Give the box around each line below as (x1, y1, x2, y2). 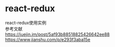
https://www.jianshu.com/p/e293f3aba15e (5, 36, 91, 42)
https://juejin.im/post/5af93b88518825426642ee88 (5, 31, 110, 37)
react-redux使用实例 (5, 20, 47, 25)
